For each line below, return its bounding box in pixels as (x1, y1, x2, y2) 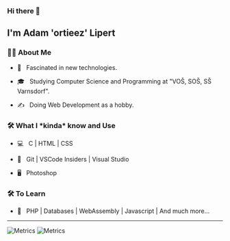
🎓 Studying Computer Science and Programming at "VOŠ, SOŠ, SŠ (16, 77, 212, 85)
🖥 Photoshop (16, 168, 57, 177)
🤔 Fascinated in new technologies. (16, 63, 118, 71)
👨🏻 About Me (7, 48, 51, 58)
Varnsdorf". (16, 87, 50, 95)
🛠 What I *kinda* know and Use (7, 120, 116, 130)
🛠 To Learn (7, 188, 46, 198)
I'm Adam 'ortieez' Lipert (7, 27, 116, 39)
